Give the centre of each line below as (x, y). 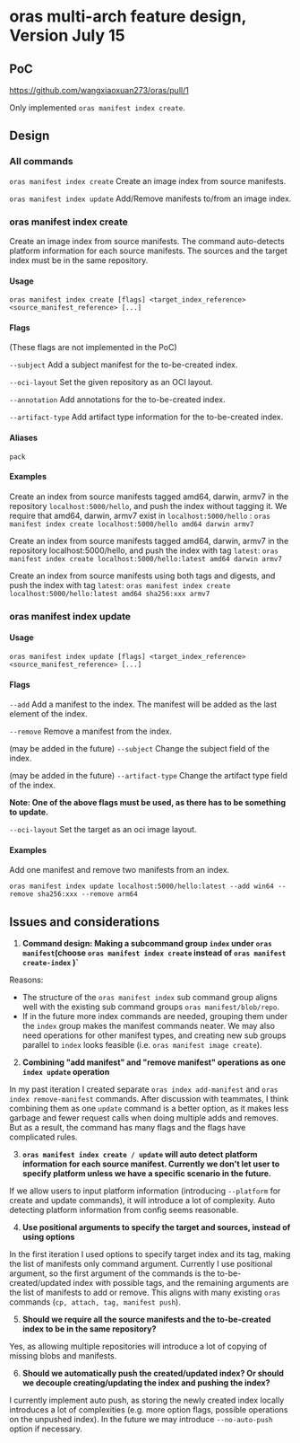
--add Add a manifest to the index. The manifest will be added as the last (143, 704)
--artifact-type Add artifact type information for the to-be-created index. (146, 417)
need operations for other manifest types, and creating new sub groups (154, 1035)
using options (48, 1237)
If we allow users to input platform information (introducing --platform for (145, 1191)
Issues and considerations (85, 922)
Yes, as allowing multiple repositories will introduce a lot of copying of (138, 1346)
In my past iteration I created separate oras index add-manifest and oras (144, 1089)
